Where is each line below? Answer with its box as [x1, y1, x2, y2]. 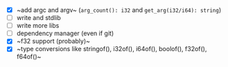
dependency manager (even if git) [16, 29, 114, 37]
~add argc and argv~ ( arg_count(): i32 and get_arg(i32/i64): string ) [16, 6, 222, 14]
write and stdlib [16, 14, 61, 22]
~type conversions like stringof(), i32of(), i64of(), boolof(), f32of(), [16, 45, 207, 53]
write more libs [16, 21, 60, 30]
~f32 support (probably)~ [16, 37, 91, 46]
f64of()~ [16, 52, 42, 61]
